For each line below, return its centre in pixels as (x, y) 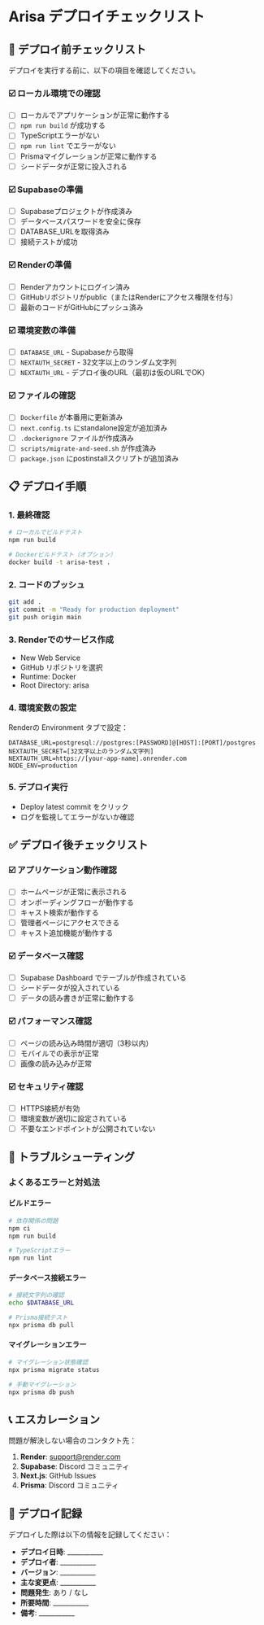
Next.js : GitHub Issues (58, 1476)
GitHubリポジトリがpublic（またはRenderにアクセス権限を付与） (129, 297)
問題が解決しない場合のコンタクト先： (72, 1440)
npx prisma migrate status (54, 1369)
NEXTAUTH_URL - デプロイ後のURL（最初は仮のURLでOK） (115, 373)
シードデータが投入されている (70, 988)
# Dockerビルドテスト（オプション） (62, 555)
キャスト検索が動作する (59, 912)
